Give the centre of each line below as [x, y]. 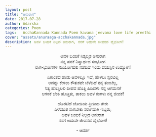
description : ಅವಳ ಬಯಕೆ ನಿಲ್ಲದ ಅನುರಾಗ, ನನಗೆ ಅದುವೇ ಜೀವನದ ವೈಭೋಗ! [65, 42]
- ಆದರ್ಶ [83, 130]
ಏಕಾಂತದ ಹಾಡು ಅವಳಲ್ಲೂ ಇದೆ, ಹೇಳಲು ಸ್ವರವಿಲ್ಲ [83, 77]
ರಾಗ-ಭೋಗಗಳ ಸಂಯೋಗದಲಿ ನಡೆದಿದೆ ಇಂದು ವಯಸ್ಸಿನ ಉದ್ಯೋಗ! [83, 67]
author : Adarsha [22, 23]
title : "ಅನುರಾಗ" [20, 14]
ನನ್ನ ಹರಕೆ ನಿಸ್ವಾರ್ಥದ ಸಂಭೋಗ [83, 61]
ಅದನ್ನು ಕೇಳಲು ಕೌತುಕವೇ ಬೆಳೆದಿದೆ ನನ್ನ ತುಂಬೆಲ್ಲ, [83, 83]
